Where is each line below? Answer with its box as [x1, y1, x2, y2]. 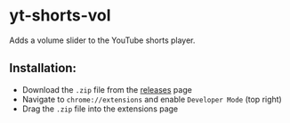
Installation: [9, 61, 77, 76]
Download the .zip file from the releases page [21, 84, 193, 94]
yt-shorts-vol [9, 5, 111, 26]
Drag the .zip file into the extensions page [21, 103, 179, 114]
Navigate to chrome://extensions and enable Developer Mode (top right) [21, 94, 282, 104]
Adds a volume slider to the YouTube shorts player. [9, 35, 196, 45]
